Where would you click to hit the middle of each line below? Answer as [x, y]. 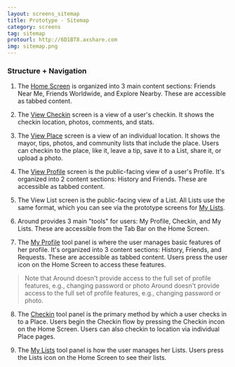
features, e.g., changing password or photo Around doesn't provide [122, 286]
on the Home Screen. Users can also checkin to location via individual [118, 329]
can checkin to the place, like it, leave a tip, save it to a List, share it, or [119, 151]
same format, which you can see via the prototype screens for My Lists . [121, 208]
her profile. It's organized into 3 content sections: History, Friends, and [120, 250]
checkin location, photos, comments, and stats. [86, 122]
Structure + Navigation [47, 71]
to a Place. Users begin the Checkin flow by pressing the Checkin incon [121, 322]
